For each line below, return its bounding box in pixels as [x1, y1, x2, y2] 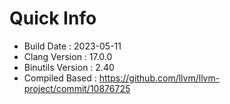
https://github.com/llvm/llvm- [98, 72, 221, 84]
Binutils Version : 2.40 [23, 61, 115, 73]
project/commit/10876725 [23, 82, 131, 94]
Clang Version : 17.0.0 [23, 50, 113, 62]
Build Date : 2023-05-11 [23, 40, 122, 52]
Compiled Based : [23, 72, 97, 84]
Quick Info [9, 7, 97, 30]
